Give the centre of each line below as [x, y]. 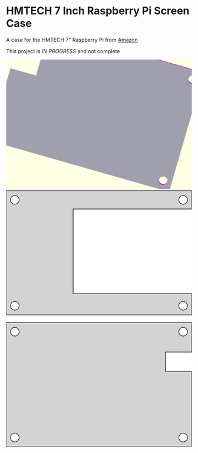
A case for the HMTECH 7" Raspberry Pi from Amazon [72, 40]
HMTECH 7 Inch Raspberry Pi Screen [98, 11]
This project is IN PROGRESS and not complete [63, 51]
